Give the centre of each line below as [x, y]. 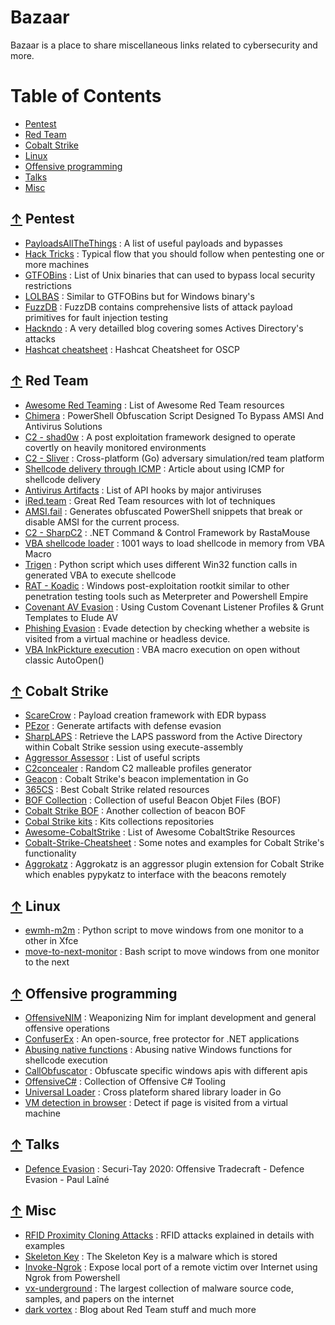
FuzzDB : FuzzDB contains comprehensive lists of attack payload [158, 307]
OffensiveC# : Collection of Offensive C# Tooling [125, 1081]
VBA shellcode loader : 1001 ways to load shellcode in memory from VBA [174, 543]
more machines [57, 264]
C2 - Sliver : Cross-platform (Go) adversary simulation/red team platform [174, 458]
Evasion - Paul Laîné [67, 1179]
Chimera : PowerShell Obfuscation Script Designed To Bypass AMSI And [174, 415]
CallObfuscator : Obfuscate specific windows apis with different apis [166, 1070]
